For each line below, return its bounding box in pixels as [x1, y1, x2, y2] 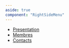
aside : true [5, 7, 30, 13]
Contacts [12, 37, 32, 43]
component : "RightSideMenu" [5, 12, 65, 17]
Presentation [12, 26, 40, 32]
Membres [12, 32, 33, 38]
